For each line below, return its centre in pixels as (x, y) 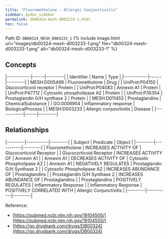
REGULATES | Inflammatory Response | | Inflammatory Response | (73, 185)
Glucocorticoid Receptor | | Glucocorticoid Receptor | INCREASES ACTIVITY (84, 153)
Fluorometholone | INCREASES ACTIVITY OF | (94, 147)
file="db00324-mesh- (125, 44)
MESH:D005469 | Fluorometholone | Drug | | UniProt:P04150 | (94, 82)
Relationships (27, 130)
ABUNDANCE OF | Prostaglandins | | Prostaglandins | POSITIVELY (73, 180)
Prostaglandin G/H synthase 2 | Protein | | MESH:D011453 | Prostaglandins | (83, 98)
